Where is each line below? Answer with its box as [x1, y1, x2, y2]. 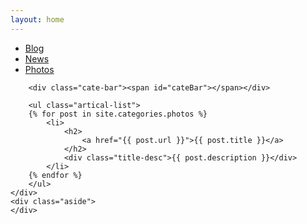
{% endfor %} [28, 170, 83, 180]
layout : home [10, 14, 65, 25]
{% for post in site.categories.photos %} [28, 109, 208, 119]
